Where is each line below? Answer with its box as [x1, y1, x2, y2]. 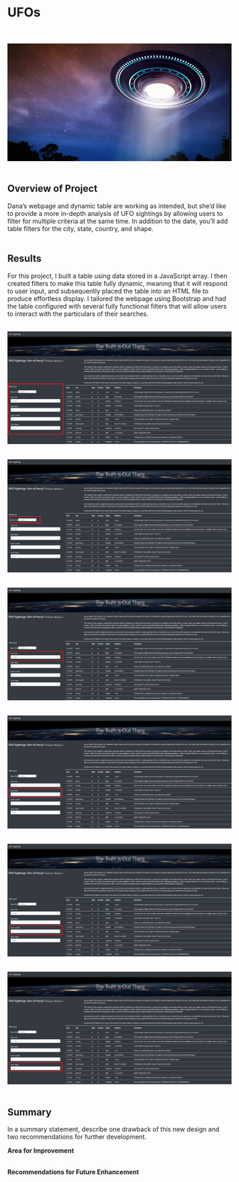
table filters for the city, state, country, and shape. [7, 224, 154, 232]
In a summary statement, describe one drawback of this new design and [7, 1125, 220, 1134]
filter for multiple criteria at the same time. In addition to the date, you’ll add [7, 217, 228, 225]
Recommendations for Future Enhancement [7, 1168, 139, 1176]
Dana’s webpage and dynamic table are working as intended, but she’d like [7, 201, 226, 210]
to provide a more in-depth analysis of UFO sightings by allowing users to [7, 209, 223, 217]
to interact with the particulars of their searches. [7, 309, 149, 318]
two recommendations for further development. [7, 1133, 147, 1141]
